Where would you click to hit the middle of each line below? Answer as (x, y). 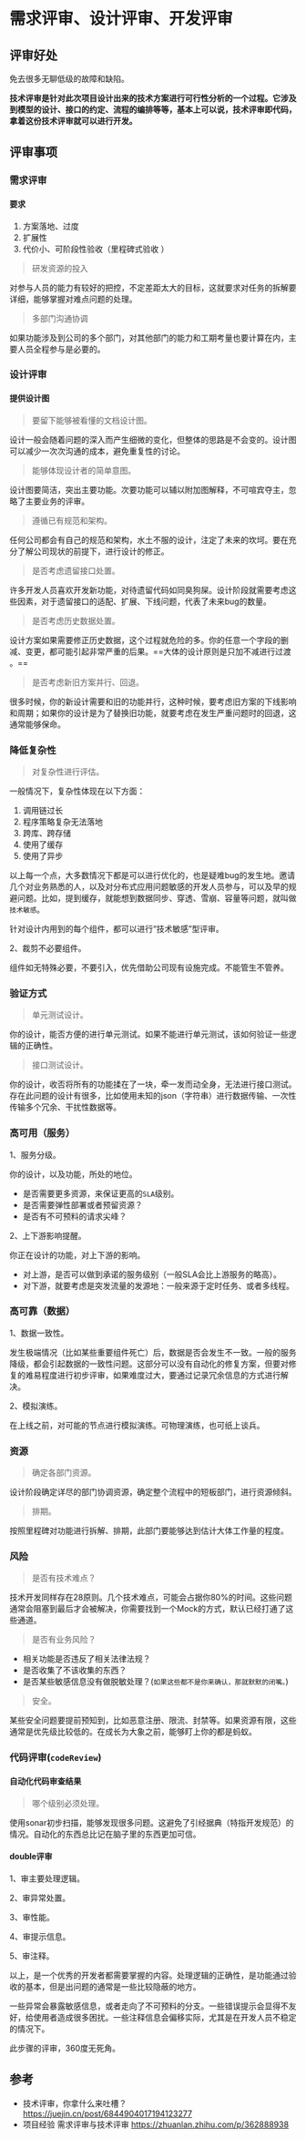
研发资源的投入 (60, 268)
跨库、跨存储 (46, 833)
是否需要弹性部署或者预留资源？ (82, 1204)
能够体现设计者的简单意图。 (84, 470)
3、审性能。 (32, 1917)
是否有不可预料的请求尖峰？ (75, 1216)
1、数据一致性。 (39, 1333)
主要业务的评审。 (57, 501)
